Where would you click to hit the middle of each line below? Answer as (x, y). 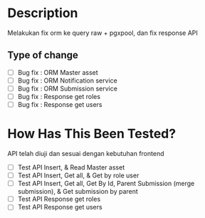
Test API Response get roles (59, 199)
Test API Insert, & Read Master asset (71, 167)
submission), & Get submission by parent (78, 192)
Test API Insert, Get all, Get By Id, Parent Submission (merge (106, 184)
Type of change (43, 55)
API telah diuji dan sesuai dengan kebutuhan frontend (86, 154)
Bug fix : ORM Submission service (67, 88)
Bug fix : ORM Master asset (58, 72)
